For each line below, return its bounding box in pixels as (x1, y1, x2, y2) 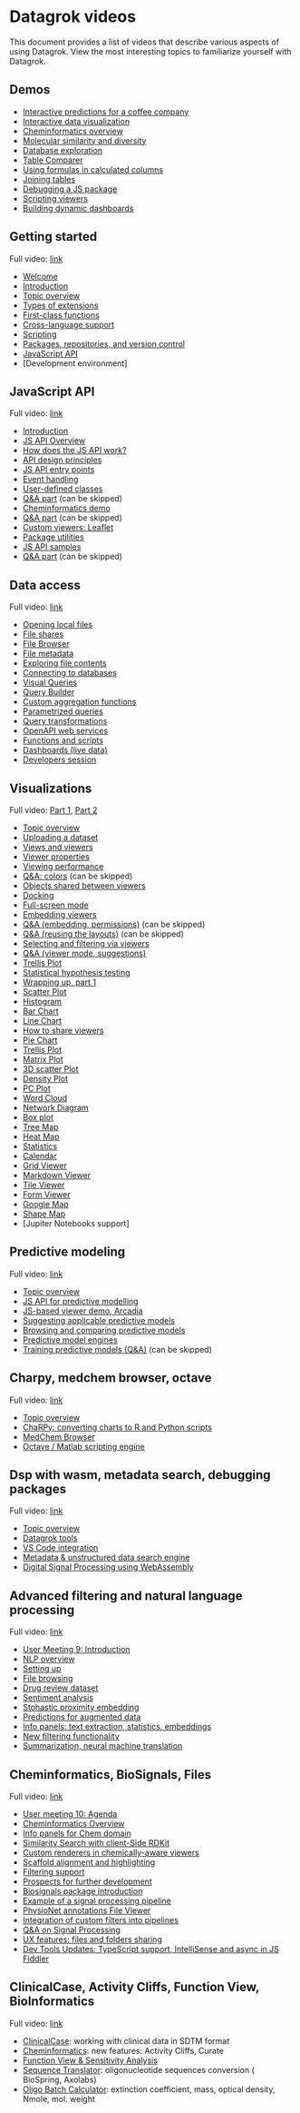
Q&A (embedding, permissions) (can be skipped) (22, 919, 206, 929)
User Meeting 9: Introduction (22, 1644, 131, 1655)
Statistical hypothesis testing (22, 967, 131, 977)
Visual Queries (22, 677, 78, 688)
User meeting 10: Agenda (22, 1809, 118, 1820)
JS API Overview (22, 435, 86, 446)
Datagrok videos (9, 6, 137, 27)
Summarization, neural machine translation (22, 1741, 183, 1751)
